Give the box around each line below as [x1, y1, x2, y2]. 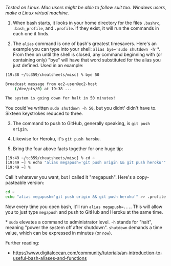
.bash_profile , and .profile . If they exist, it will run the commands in [12, 25, 159, 31]
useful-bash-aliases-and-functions [12, 255, 87, 261]
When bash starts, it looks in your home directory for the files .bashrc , [12, 20, 161, 26]
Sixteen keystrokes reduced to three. [5, 110, 83, 116]
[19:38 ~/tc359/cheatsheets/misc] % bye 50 [5, 72, 100, 77]
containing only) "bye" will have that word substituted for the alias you [12, 57, 161, 63]
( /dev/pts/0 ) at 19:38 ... [14, 86, 72, 91]
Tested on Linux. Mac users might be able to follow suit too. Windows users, [5, 5, 166, 10]
